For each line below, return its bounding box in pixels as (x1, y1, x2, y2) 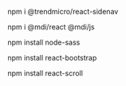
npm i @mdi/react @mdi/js (7, 22, 95, 31)
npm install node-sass (7, 37, 81, 47)
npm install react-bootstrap (7, 53, 97, 62)
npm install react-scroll (7, 68, 83, 78)
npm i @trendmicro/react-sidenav (7, 7, 119, 16)
